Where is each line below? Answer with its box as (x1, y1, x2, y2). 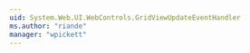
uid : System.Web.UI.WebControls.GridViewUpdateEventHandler (9, 13, 242, 22)
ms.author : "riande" (9, 22, 88, 31)
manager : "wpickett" (9, 30, 88, 39)
